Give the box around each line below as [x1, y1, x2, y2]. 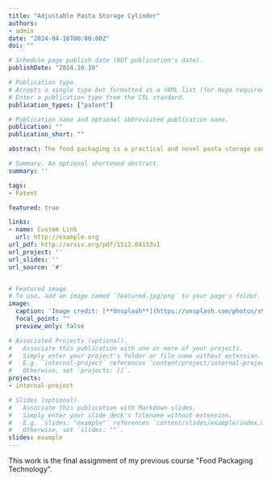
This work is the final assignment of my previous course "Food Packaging [8, 456, 253, 465]
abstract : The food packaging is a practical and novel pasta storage [8, 145, 251, 153]
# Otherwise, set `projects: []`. [8, 367, 131, 375]
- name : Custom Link [8, 226, 78, 234]
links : [8, 218, 31, 226]
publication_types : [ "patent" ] [8, 101, 114, 109]
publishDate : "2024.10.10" [8, 64, 99, 73]
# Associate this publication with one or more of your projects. [8, 344, 244, 352]
